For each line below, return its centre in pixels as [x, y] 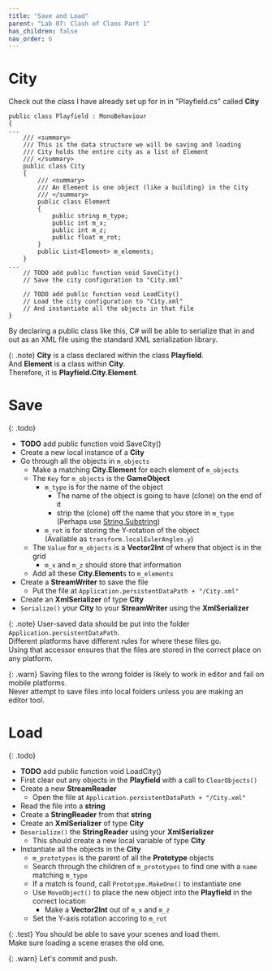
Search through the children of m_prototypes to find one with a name [145, 867]
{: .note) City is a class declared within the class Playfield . [106, 356]
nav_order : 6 [30, 39]
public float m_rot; [86, 238]
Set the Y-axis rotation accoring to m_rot [100, 919]
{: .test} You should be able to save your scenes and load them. [114, 934]
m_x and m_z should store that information [113, 565]
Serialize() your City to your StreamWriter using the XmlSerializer [134, 608]
